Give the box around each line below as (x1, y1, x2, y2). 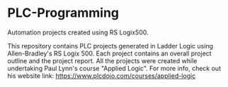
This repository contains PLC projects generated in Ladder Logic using (7, 41, 214, 50)
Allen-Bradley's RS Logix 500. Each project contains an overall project (7, 49, 212, 58)
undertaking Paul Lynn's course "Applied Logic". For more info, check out (7, 64, 222, 72)
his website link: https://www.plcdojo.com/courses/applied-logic (7, 72, 196, 80)
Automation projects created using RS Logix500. (7, 28, 149, 36)
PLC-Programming (7, 5, 119, 21)
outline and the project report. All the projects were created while (7, 56, 198, 65)
